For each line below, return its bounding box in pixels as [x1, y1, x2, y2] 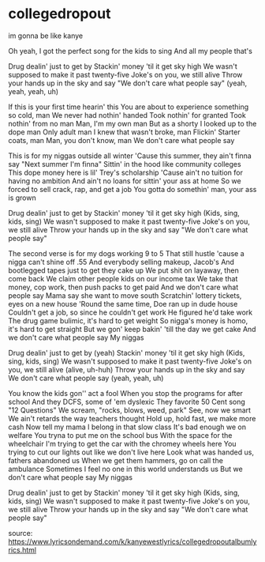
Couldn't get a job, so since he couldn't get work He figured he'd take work [8, 307, 253, 317]
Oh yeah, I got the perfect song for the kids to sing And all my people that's [8, 46, 252, 55]
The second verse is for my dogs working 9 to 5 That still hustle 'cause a [8, 248, 244, 258]
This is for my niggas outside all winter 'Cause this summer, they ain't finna [8, 151, 252, 160]
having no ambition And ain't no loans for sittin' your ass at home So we [8, 175, 242, 186]
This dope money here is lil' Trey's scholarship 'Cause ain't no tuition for [8, 168, 243, 177]
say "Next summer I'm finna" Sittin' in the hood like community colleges [8, 159, 242, 168]
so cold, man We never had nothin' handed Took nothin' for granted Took [8, 110, 246, 119]
